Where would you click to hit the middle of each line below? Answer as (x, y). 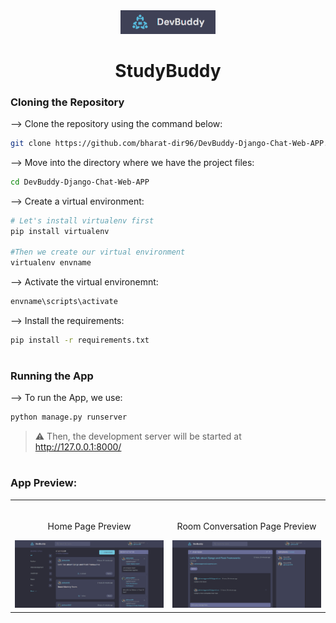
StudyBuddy (168, 70)
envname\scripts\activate (64, 302)
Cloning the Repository (67, 102)
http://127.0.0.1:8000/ (78, 447)
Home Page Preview (89, 526)
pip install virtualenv (60, 231)
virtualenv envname (51, 263)
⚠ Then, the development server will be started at (138, 436)
